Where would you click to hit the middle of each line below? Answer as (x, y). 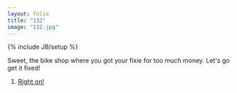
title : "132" (27, 20)
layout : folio (28, 14)
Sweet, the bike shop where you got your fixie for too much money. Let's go (118, 61)
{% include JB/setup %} (43, 47)
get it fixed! (24, 68)
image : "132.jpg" (33, 27)
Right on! (31, 82)
